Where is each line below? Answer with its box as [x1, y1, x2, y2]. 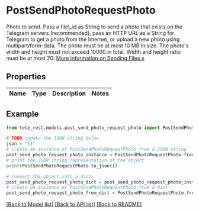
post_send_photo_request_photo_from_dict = [6, 190, 115, 196]
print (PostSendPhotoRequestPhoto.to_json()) [6, 163, 118, 169]
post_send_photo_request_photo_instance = [6, 152, 113, 158]
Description [52, 89, 86, 98]
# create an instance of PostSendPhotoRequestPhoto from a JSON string [6, 146, 187, 153]
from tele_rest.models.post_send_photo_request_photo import [6, 125, 161, 131]
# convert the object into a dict [6, 173, 92, 179]
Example [6, 109, 39, 119]
